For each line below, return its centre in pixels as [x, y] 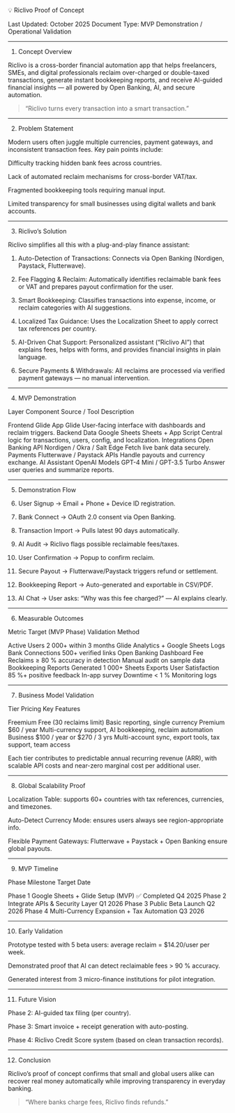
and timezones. [30, 806]
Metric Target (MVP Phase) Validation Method [74, 632]
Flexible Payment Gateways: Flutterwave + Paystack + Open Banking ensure [118, 841]
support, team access [39, 745]
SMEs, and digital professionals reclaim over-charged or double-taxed [109, 72]
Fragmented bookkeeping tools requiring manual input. [87, 190]
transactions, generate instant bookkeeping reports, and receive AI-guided [115, 80]
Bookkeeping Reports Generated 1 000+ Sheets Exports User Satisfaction [114, 668]
